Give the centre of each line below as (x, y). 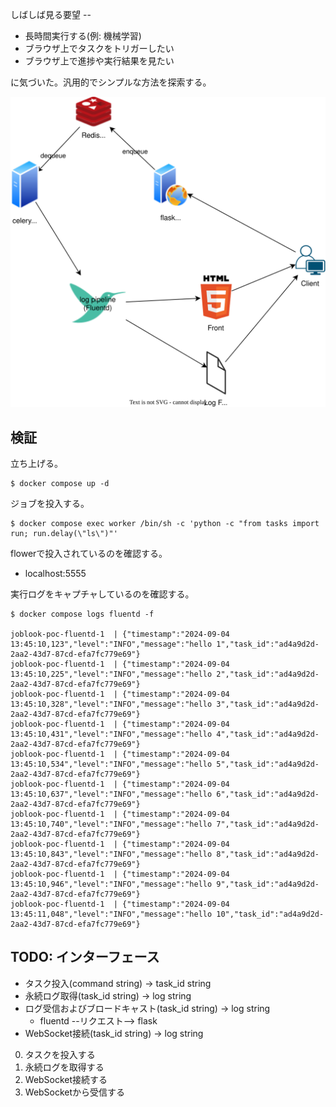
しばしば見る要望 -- (51, 14)
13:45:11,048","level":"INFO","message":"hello (111, 914)
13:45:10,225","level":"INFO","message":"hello (111, 674)
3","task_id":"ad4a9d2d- (268, 704)
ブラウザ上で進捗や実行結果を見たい (99, 61)
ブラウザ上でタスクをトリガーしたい (99, 48)
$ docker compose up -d (60, 483)
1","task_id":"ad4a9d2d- (268, 644)
